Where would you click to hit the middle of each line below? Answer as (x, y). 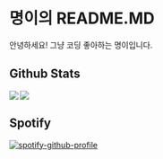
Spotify (30, 124)
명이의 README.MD (82, 18)
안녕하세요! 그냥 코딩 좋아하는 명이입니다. (81, 45)
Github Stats (45, 74)
